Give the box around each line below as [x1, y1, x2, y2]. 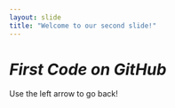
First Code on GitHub [9, 59, 167, 80]
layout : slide [9, 12, 62, 22]
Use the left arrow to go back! [9, 89, 118, 99]
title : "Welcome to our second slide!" [9, 21, 157, 30]
